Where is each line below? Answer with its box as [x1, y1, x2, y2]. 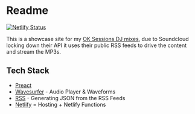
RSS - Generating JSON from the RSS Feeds [14, 94, 126, 101]
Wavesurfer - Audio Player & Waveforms [14, 88, 116, 95]
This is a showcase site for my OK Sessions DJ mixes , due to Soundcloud [6, 35, 189, 42]
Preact [14, 81, 32, 89]
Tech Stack [6, 66, 50, 76]
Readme [6, 4, 49, 17]
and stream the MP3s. [6, 48, 62, 55]
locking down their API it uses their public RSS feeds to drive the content [6, 42, 187, 49]
